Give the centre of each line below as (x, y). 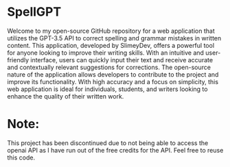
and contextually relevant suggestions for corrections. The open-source (109, 67)
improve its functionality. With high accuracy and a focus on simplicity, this (113, 81)
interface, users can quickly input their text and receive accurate (122, 60)
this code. (21, 157)
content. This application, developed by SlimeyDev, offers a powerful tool (111, 45)
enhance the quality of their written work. (66, 96)
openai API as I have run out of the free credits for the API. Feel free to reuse (115, 150)
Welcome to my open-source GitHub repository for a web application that (111, 31)
